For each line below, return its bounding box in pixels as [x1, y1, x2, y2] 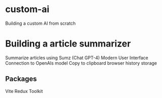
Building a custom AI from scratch [5, 20, 76, 26]
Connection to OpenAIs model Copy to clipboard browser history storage [5, 60, 157, 66]
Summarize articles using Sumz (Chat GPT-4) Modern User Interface [5, 55, 148, 61]
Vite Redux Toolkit [5, 88, 43, 94]
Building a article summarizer [5, 38, 131, 50]
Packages [5, 75, 37, 83]
